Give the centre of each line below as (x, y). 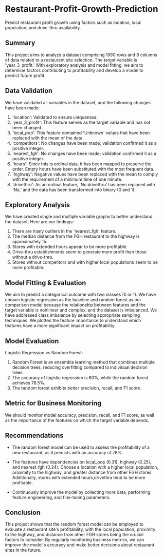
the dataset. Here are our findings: (39, 222)
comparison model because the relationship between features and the (75, 305)
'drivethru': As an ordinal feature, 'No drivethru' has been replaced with (84, 184)
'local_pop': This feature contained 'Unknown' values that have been (81, 133)
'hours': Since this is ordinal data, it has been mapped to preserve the (82, 164)
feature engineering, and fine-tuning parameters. (61, 497)
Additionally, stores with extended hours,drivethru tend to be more (79, 477)
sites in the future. (23, 550)
